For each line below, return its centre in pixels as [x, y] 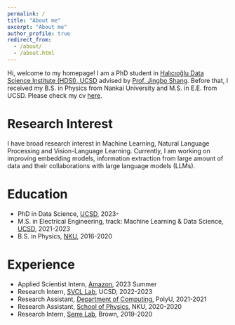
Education [38, 194]
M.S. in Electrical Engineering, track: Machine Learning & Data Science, [120, 221]
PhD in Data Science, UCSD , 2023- [68, 214]
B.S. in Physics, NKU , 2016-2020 [65, 236]
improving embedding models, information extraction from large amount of [115, 158]
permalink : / [26, 14]
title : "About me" [34, 20]
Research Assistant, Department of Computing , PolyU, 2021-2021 [112, 299]
